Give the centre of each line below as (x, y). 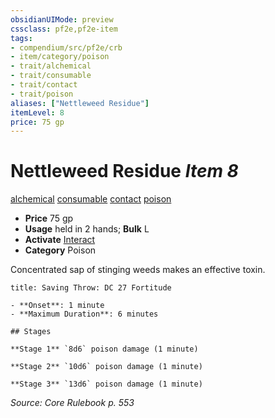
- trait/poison (42, 94)
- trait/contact (44, 85)
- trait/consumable (51, 76)
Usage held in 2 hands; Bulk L (87, 229)
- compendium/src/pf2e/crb (66, 47)
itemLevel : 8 (37, 112)
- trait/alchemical (51, 66)
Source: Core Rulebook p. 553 (72, 403)
